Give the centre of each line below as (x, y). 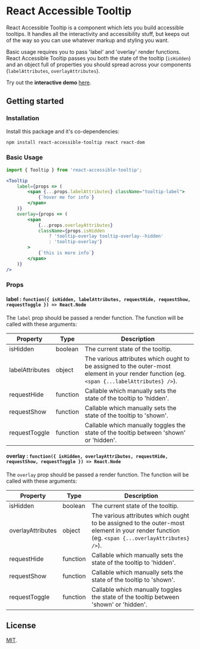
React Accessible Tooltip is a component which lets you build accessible (95, 27)
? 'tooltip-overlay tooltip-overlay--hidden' (106, 236)
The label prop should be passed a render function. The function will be (95, 317)
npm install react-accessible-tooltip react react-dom (76, 142)
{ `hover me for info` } (66, 198)
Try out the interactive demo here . (49, 82)
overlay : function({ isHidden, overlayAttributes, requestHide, (87, 456)
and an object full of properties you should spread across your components (99, 65)
